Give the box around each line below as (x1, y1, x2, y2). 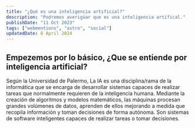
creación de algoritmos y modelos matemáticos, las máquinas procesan (6, 96, 181, 103)
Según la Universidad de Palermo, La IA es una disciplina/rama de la (6, 77, 172, 84)
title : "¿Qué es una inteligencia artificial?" (6, 8, 125, 15)
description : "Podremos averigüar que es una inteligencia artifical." (6, 14, 186, 20)
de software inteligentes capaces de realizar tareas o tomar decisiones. (6, 114, 180, 122)
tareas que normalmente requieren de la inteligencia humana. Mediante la (6, 90, 185, 97)
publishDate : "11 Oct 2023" (6, 19, 75, 25)
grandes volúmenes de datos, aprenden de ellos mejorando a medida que (6, 102, 186, 109)
